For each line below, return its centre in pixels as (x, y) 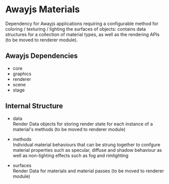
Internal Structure (34, 106)
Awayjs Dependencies (42, 56)
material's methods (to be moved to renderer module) (69, 129)
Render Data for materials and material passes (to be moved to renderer (88, 171)
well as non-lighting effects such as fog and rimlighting (70, 155)
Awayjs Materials (43, 9)
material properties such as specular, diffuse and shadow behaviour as (87, 150)
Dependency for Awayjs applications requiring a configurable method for (82, 24)
